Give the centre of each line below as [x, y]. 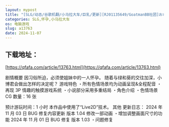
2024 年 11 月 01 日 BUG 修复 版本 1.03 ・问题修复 [62, 119]
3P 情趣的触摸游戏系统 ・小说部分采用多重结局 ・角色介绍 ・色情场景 [87, 90]
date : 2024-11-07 [23, 33]
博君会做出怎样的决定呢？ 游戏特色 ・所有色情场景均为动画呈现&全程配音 [80, 84]
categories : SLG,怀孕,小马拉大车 [37, 19]
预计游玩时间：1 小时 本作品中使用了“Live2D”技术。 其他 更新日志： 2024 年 [84, 107]
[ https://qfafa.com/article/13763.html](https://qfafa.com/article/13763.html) [83, 67]
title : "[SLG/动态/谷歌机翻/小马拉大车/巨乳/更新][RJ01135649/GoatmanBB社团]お [84, 15]
